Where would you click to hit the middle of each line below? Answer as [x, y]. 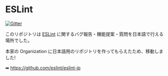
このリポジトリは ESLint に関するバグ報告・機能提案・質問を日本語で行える [85, 34]
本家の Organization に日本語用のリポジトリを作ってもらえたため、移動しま [85, 51]
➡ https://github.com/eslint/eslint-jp [43, 68]
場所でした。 [19, 40]
